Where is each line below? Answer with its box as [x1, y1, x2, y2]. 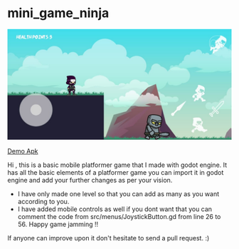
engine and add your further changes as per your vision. [7, 176, 173, 184]
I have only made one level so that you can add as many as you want [17, 190, 220, 198]
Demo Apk [7, 147, 38, 155]
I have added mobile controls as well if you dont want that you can [17, 205, 212, 213]
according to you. [17, 198, 70, 205]
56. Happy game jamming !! [17, 220, 99, 228]
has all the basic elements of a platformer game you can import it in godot [7, 168, 224, 176]
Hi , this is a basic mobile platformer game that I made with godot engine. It [7, 161, 228, 169]
